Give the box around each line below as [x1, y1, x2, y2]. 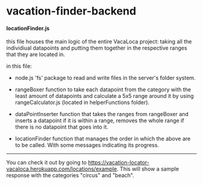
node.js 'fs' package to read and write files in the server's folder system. [14, 74, 196, 82]
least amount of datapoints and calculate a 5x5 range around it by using [14, 92, 195, 100]
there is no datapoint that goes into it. [14, 123, 109, 131]
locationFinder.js [6, 24, 50, 31]
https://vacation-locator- [88, 159, 150, 166]
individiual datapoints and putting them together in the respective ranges [6, 44, 187, 52]
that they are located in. [6, 51, 65, 58]
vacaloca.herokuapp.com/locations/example [6, 165, 117, 173]
